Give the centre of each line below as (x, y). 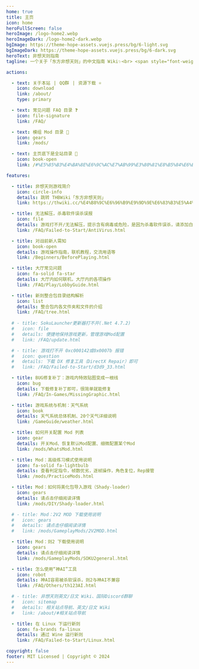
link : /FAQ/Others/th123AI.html (57, 586)
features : (18, 175)
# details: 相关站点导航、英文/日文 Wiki (61, 607)
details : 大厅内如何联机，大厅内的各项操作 (64, 279)
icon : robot (31, 574)
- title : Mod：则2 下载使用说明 (48, 542)
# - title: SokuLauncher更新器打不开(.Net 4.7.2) (71, 323)
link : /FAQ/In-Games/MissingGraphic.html (68, 394)
